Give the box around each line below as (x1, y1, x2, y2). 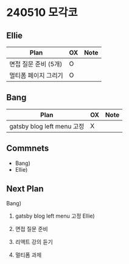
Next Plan (6, 184, 44, 194)
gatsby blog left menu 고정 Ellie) (15, 212, 96, 220)
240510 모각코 (6, 5, 78, 20)
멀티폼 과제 (15, 251, 42, 258)
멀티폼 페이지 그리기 (9, 71, 64, 79)
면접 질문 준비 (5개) (9, 60, 63, 68)
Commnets (6, 143, 49, 153)
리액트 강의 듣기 (15, 238, 53, 246)
